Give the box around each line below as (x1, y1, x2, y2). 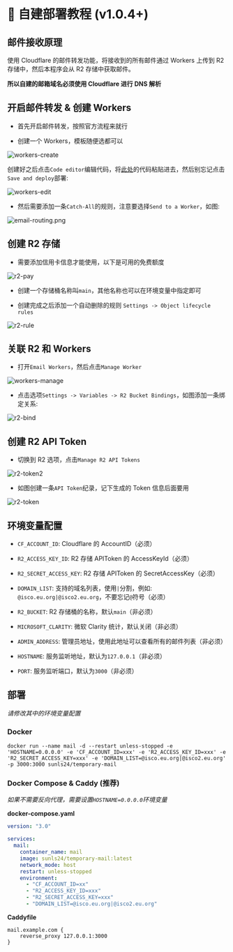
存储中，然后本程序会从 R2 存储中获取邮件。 (7, 65, 135, 73)
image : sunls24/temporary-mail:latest (20, 855, 133, 862)
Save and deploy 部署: (7, 174, 68, 182)
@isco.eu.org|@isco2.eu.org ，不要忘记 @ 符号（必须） (17, 593, 170, 601)
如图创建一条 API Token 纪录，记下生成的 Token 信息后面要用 (17, 484, 190, 492)
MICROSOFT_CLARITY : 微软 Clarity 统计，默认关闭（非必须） (17, 622, 183, 631)
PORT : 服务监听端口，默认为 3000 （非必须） (17, 667, 138, 675)
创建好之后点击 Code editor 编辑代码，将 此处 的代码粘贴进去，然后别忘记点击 (7, 165, 225, 173)
